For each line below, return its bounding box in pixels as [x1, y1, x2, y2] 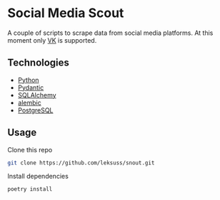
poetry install [7, 186, 53, 193]
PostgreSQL [17, 105, 54, 115]
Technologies [7, 57, 70, 69]
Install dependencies [7, 172, 69, 181]
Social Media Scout [7, 5, 124, 21]
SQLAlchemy [17, 90, 56, 99]
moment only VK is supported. [7, 36, 97, 44]
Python [17, 75, 39, 84]
